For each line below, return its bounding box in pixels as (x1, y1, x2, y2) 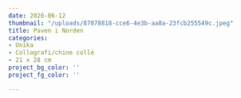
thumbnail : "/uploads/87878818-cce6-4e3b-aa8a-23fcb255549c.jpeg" (8, 19, 234, 27)
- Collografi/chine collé (8, 49, 94, 57)
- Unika (8, 41, 34, 49)
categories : (8, 33, 48, 42)
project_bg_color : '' (8, 64, 81, 72)
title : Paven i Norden (8, 26, 84, 34)
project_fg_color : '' (8, 71, 81, 79)
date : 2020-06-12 (8, 11, 66, 20)
